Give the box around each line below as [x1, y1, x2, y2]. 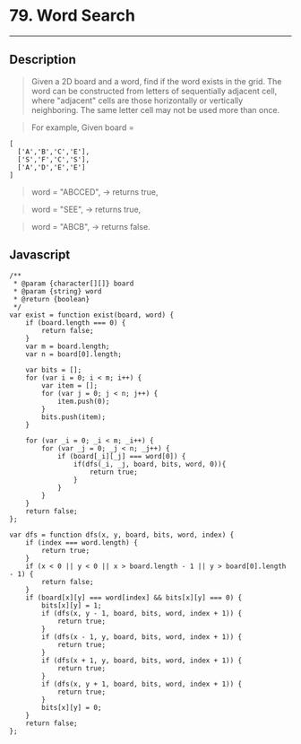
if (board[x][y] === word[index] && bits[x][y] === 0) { [25, 593, 243, 602]
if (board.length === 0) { [25, 318, 126, 328]
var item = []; [41, 381, 99, 390]
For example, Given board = [30, 122, 134, 133]
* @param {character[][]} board [13, 279, 134, 288]
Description [9, 52, 76, 67]
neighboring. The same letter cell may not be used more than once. [30, 104, 280, 115]
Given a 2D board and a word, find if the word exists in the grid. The [30, 75, 282, 86]
